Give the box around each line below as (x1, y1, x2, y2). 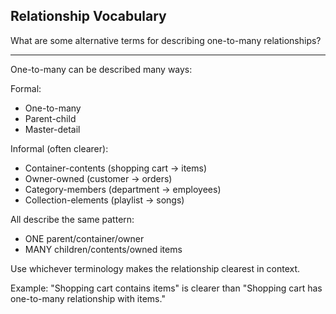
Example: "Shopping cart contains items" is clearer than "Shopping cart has (10, 282, 323, 294)
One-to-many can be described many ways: (10, 63, 193, 75)
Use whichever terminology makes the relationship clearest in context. (10, 262, 301, 274)
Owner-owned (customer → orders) (24, 172, 173, 184)
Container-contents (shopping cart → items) (24, 162, 208, 174)
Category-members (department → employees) (24, 183, 222, 195)
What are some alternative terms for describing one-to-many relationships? (10, 34, 322, 46)
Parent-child (24, 112, 77, 124)
